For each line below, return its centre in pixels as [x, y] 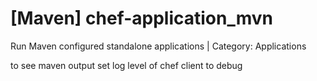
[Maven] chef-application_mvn [141, 18]
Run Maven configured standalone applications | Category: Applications [158, 46]
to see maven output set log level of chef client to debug [126, 65]
